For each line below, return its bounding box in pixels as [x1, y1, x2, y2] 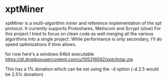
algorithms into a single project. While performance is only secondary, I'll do [5, 36, 162, 42]
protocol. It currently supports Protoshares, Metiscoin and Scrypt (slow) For [5, 25, 161, 31]
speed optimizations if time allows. [5, 41, 76, 47]
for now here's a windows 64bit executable [5, 51, 94, 57]
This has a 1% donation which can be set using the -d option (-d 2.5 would [5, 66, 159, 72]
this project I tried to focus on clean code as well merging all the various [5, 30, 153, 36]
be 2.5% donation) [5, 71, 43, 77]
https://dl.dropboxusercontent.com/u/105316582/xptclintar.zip [5, 56, 133, 62]
